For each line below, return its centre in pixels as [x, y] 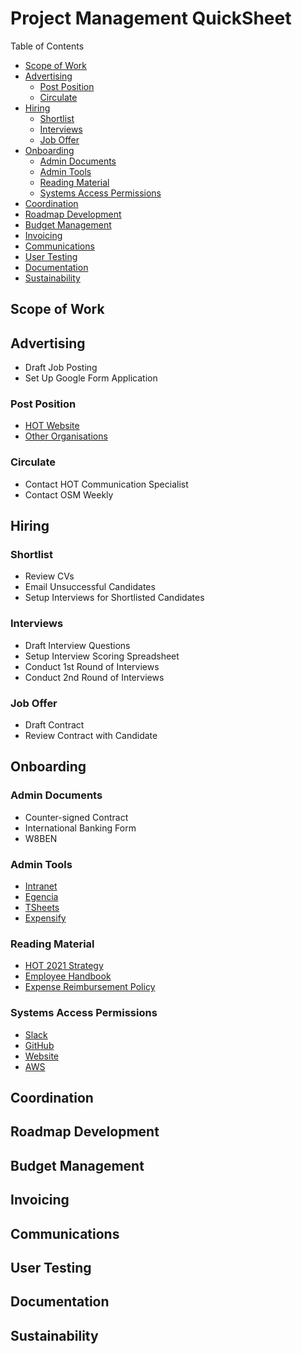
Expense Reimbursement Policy [90, 987]
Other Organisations [66, 436]
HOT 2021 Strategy [64, 966]
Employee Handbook [68, 976]
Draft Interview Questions [77, 645]
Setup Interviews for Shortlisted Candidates [114, 598]
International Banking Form [80, 828]
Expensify [45, 918]
